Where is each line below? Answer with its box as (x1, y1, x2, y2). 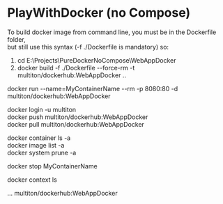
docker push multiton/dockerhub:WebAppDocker (7, 113, 148, 121)
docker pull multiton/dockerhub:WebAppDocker (7, 120, 145, 128)
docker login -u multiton (7, 105, 77, 113)
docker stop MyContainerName (7, 162, 98, 170)
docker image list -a (7, 141, 65, 149)
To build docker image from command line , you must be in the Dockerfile (7, 28, 217, 36)
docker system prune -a (7, 148, 77, 157)
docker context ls (7, 175, 57, 184)
